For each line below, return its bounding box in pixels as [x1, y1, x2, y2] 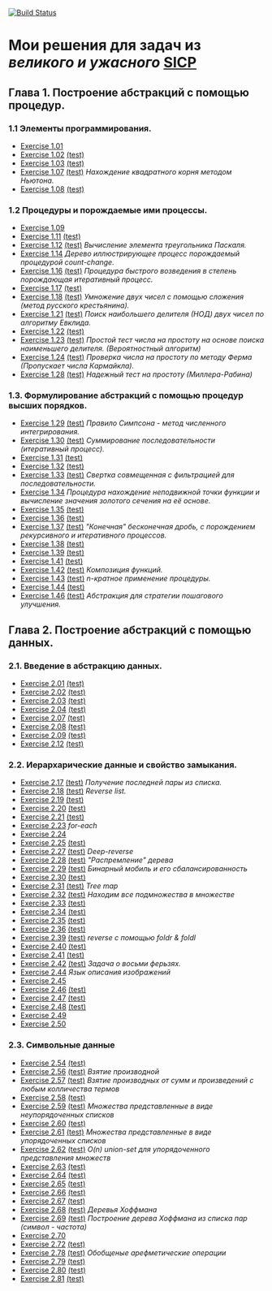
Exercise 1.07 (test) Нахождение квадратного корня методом [19, 166, 232, 176]
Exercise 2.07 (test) [19, 713, 86, 723]
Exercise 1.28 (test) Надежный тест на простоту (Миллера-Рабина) [19, 369, 253, 379]
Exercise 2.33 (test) [19, 898, 86, 909]
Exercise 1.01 [19, 140, 63, 150]
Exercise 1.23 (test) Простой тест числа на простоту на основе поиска [19, 335, 265, 345]
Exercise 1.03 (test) [19, 158, 85, 168]
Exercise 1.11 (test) [19, 231, 81, 241]
